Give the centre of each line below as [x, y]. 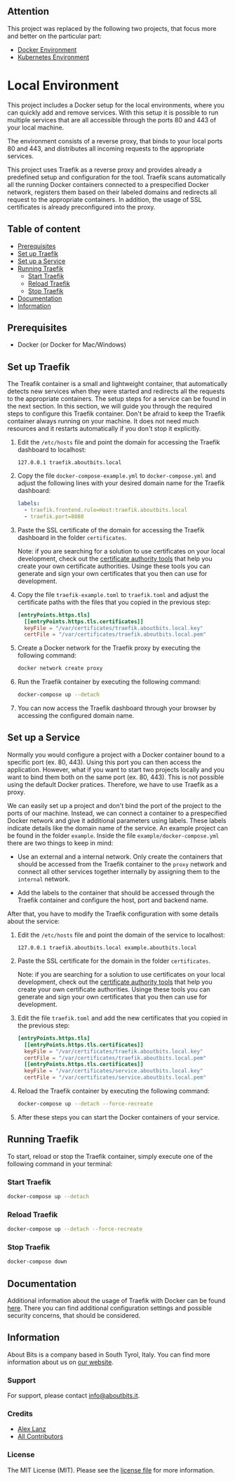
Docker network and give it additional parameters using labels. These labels [117, 820]
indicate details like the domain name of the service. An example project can [117, 828]
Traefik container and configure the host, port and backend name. [113, 900]
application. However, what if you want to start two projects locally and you [116, 769]
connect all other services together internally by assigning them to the [119, 871]
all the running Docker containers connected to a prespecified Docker [108, 184]
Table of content [44, 229]
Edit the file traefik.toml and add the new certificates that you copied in [122, 1018]
